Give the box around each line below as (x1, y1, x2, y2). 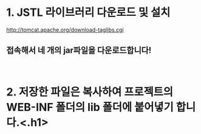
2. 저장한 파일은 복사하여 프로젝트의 (6, 85, 174, 99)
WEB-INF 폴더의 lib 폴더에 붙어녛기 (6, 100, 174, 114)
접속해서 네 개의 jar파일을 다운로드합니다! (6, 45, 152, 55)
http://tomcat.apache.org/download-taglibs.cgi (6, 26, 124, 33)
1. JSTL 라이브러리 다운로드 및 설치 (6, 5, 171, 19)
